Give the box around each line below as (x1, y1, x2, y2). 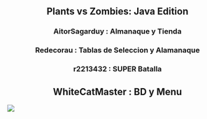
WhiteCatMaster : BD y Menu (52, 85, 183, 97)
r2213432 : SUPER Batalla (73, 64, 162, 74)
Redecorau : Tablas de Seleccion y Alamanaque (34, 45, 201, 55)
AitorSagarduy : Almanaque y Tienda (53, 27, 182, 36)
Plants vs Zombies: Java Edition (46, 6, 189, 17)
